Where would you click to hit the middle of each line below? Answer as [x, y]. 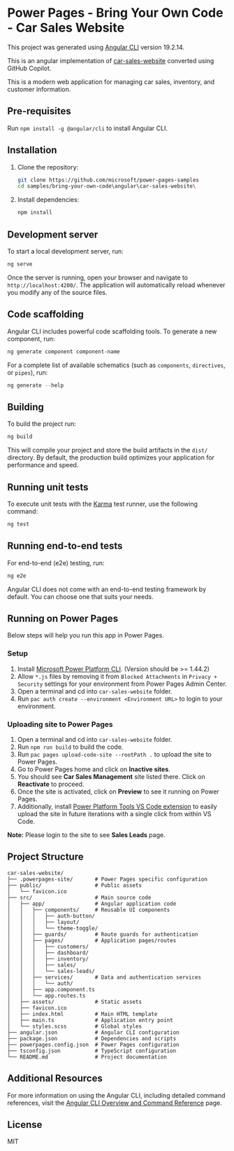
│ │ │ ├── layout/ [43, 922]
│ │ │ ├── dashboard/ [48, 953]
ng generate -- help [36, 385]
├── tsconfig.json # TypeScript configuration [92, 1051]
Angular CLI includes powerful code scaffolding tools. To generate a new [112, 331]
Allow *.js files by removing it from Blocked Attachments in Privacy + [117, 676]
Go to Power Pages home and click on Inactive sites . [94, 769]
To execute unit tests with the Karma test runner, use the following [102, 504]
